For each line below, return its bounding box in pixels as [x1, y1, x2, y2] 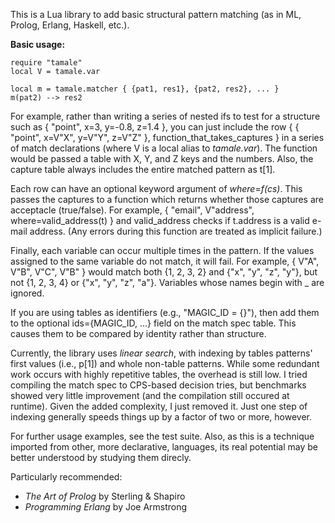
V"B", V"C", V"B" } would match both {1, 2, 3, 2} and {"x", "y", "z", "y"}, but [10, 266, 318, 278]
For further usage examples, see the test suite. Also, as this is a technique [10, 430, 315, 442]
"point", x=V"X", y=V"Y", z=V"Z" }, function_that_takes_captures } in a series [10, 132, 325, 143]
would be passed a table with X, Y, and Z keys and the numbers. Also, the [10, 153, 314, 164]
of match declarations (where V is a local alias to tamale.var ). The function [10, 142, 318, 154]
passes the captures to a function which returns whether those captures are [10, 194, 324, 205]
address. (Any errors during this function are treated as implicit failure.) [29, 225, 323, 237]
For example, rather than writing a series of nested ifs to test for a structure [10, 110, 321, 122]
